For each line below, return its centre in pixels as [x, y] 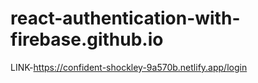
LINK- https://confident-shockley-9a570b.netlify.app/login [129, 67]
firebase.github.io [87, 39]
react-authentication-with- [125, 18]
